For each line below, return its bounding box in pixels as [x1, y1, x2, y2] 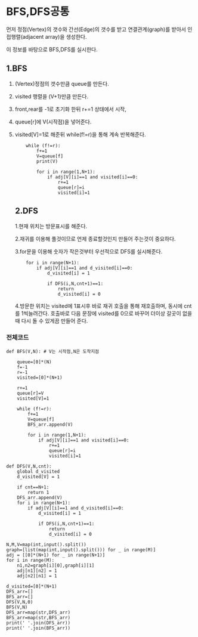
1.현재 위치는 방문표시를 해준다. [14, 222, 88, 230]
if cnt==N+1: [17, 484, 49, 490]
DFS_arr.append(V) [17, 494, 63, 500]
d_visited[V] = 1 [17, 474, 60, 480]
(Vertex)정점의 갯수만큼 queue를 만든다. [14, 80, 109, 87]
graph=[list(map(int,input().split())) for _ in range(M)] [6, 546, 156, 553]
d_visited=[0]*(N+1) [6, 583, 58, 589]
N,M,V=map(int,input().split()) [6, 542, 86, 548]
